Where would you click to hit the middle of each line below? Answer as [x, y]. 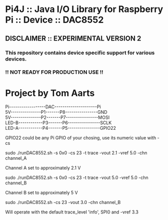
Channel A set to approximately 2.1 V [43, 168]
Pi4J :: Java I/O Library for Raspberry [84, 9]
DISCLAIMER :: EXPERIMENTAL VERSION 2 [73, 38]
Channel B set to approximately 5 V [42, 193]
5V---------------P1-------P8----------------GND [56, 112]
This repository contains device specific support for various [80, 53]
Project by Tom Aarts [50, 93]
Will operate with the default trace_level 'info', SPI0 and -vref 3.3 [72, 212]
